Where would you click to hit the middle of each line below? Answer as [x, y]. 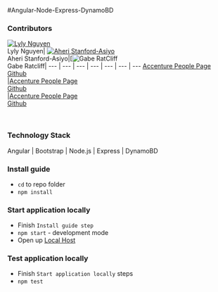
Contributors [30, 28]
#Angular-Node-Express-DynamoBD [60, 10]
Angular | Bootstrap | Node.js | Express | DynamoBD [83, 151]
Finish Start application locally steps [75, 274]
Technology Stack [39, 135]
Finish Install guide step [55, 225]
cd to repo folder [41, 184]
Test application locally [48, 258]
